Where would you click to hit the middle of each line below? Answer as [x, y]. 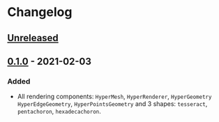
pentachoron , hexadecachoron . [59, 112]
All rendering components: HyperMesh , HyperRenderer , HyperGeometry [114, 97]
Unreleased [33, 38]
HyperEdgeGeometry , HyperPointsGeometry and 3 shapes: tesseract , [112, 104]
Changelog [40, 12]
